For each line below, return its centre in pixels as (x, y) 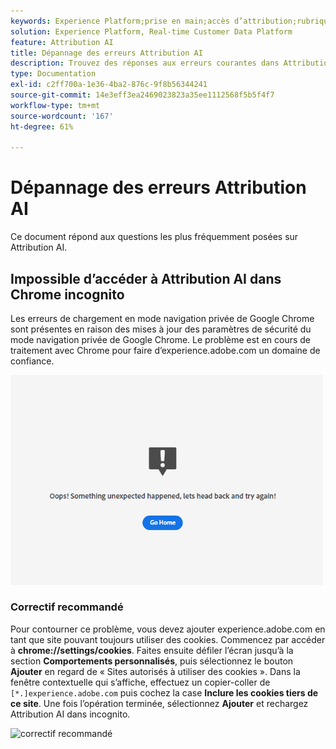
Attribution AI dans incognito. (70, 714)
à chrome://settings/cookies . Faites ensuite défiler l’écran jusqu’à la (152, 650)
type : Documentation (53, 74)
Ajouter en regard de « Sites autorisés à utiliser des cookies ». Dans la (155, 671)
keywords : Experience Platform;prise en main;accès (120, 21)
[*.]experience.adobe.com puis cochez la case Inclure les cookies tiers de (164, 692)
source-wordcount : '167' (62, 116)
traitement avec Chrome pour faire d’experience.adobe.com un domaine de (165, 350)
